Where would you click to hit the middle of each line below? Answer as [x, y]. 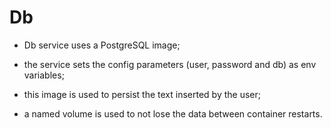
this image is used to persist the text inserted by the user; [142, 94]
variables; [44, 75]
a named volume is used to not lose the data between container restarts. [173, 113]
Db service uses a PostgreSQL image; [102, 45]
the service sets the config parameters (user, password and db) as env [170, 64]
